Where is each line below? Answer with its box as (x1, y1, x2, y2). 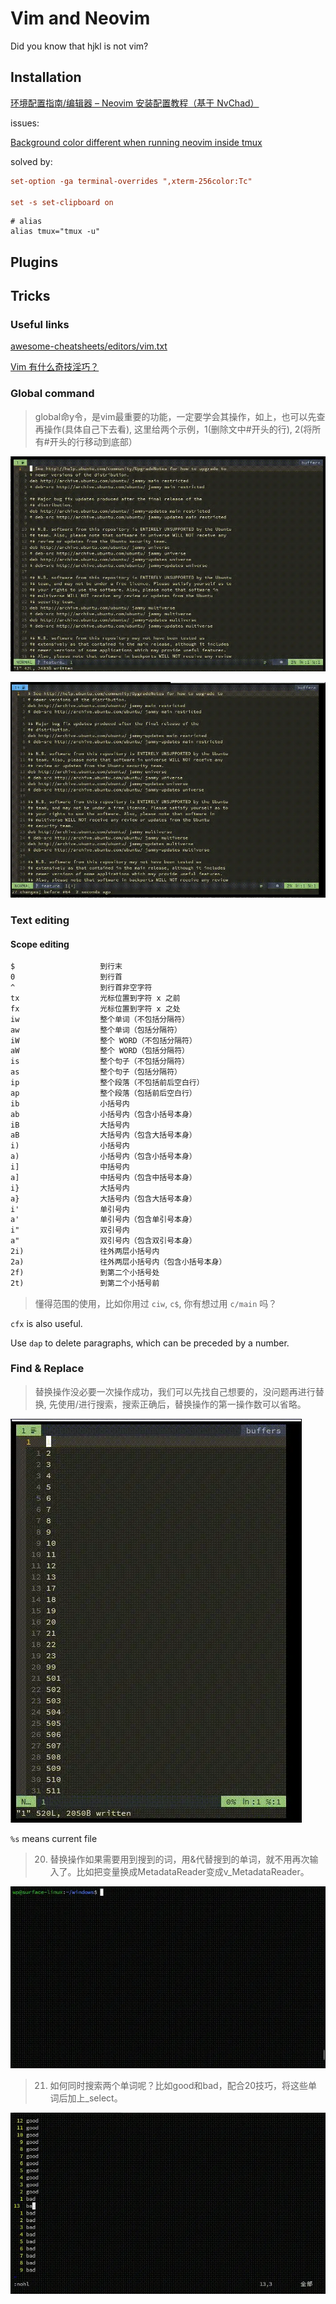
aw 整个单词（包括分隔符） (10, 1025, 182, 1035)
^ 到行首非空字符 (10, 983, 153, 993)
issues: (10, 117, 40, 129)
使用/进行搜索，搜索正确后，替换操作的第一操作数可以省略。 (57, 1398, 307, 1410)
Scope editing (10, 938, 70, 950)
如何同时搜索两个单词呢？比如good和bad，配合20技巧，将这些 (49, 2080, 309, 2092)
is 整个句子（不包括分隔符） (10, 1057, 190, 1067)
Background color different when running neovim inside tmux (10, 136, 263, 148)
